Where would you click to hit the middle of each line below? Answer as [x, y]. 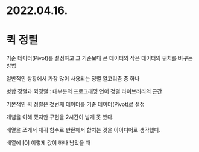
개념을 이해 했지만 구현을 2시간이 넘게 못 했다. [60, 117]
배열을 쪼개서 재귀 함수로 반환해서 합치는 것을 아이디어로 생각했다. [84, 130]
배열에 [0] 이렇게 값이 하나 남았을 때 [48, 143]
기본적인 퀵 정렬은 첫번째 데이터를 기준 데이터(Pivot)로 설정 [75, 104]
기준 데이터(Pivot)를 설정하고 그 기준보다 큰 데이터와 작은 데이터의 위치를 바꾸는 [99, 58]
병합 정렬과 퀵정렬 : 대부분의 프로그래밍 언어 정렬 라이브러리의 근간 [84, 91]
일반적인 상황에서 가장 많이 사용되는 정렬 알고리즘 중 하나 [73, 79]
